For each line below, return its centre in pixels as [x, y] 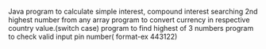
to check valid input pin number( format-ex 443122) [93, 36]
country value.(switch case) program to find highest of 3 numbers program [131, 28]
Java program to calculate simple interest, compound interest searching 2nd [133, 11]
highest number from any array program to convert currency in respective [129, 20]
